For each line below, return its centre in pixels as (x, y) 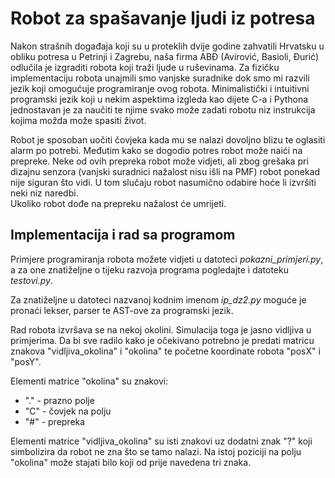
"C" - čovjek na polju (68, 411)
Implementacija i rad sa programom (123, 235)
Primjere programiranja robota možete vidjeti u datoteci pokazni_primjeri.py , (167, 259)
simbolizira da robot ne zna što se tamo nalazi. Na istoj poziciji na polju (156, 451)
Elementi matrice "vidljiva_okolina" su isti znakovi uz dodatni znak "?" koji (161, 441)
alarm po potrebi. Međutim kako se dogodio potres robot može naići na (156, 150)
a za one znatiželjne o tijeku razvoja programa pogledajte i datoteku (149, 269)
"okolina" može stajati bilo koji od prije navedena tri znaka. (131, 462)
